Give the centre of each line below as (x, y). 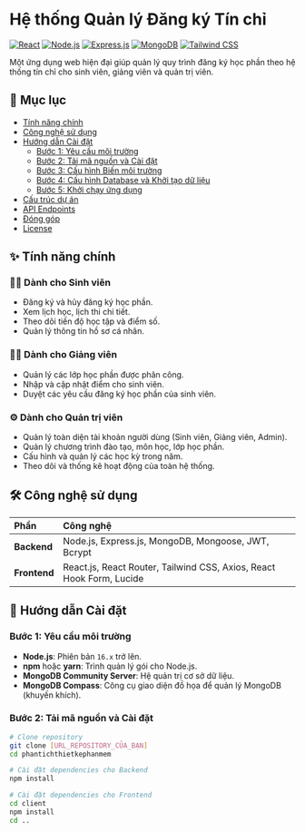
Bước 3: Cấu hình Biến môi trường (99, 170)
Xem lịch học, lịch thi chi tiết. (76, 312)
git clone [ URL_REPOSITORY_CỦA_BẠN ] (79, 745)
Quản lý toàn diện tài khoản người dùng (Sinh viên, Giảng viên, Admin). (155, 437)
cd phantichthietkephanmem (60, 754)
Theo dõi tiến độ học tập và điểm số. (91, 321)
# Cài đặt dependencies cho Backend (79, 770)
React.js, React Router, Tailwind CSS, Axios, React (169, 567)
